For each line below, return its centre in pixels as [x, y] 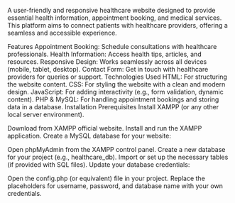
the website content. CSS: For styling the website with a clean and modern [116, 84]
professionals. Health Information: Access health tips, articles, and [104, 54]
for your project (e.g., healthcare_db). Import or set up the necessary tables [118, 157]
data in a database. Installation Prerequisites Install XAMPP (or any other [113, 107]
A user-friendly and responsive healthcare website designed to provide [111, 10]
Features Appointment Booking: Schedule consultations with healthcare [112, 46]
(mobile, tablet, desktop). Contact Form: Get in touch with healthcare [108, 69]
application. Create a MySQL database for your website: [89, 136]
